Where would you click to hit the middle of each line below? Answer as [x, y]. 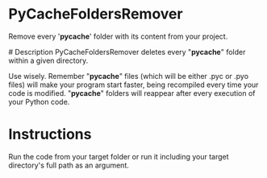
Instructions [50, 135]
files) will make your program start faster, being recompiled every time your [133, 85]
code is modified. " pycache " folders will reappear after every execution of [132, 93]
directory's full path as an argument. [69, 165]
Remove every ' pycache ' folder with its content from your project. [118, 36]
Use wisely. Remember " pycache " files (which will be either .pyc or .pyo [128, 76]
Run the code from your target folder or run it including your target [119, 156]
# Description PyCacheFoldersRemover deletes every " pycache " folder [127, 52]
